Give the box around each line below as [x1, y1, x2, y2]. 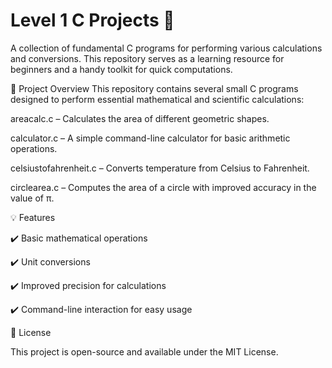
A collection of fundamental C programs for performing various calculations [10, 42, 323, 54]
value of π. [10, 192, 55, 204]
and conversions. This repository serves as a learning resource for [10, 52, 285, 64]
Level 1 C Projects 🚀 [10, 9, 175, 32]
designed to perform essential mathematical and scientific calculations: [10, 93, 305, 105]
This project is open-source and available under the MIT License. [10, 345, 279, 358]
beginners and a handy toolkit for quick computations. [10, 63, 233, 75]
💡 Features [10, 211, 56, 223]
